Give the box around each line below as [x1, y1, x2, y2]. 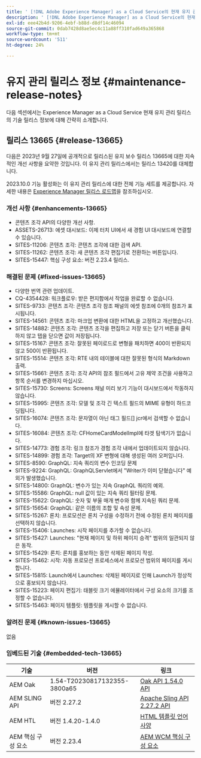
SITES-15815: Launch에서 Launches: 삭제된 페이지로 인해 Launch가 [14, 572, 176, 579]
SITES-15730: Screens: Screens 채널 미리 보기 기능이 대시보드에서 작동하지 [14, 384, 194, 392]
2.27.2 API [140, 701, 170, 710]
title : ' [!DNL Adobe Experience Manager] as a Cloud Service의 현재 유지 [6, 8, 190, 15]
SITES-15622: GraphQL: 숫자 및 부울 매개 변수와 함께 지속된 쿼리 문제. [14, 497, 181, 504]
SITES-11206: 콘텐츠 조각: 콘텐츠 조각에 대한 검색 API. [14, 241, 142, 248]
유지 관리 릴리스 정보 [6, 75, 100, 89]
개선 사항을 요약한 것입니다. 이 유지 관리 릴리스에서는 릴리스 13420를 [17, 160, 178, 167]
